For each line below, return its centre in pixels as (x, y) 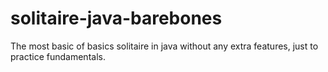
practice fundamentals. (58, 56)
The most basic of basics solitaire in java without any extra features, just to (164, 46)
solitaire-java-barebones (116, 18)
